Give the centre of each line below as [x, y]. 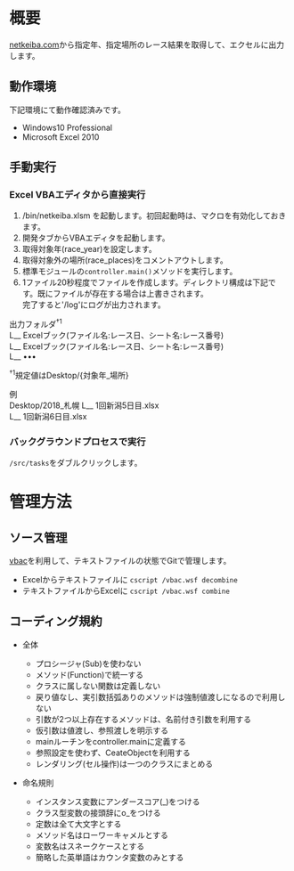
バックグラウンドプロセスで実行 [78, 442]
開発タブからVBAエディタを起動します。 [96, 238]
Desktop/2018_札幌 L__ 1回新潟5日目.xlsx [84, 405]
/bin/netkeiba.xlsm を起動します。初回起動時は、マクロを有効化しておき [154, 216]
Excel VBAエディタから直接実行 [78, 195]
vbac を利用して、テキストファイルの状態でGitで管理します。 [120, 561]
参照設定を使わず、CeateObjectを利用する [113, 753]
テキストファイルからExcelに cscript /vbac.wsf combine [126, 591]
